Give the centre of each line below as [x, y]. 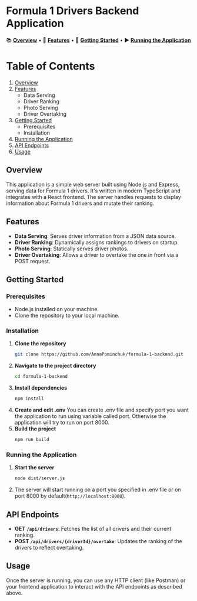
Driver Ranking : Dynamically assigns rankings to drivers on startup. [97, 242]
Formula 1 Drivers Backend [73, 11]
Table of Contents [51, 66]
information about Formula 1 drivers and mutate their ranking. [80, 203]
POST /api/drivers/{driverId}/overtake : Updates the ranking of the [98, 541]
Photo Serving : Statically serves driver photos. [71, 249]
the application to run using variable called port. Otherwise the [90, 416]
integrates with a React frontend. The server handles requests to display [94, 197]
